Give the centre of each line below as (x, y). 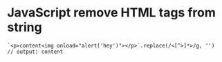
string (25, 27)
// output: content (35, 52)
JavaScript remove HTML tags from (111, 13)
